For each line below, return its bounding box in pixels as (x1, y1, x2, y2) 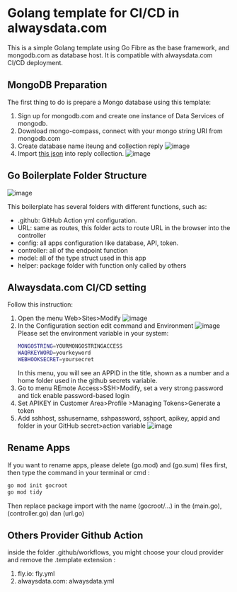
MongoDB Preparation (7, 79, 108, 91)
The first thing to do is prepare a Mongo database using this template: (7, 98, 211, 106)
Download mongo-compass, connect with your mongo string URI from (17, 126, 223, 135)
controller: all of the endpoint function (17, 246, 129, 254)
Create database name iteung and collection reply (17, 142, 163, 150)
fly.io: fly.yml (17, 569, 55, 578)
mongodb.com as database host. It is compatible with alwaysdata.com (7, 51, 213, 59)
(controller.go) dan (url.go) (7, 508, 85, 518)
